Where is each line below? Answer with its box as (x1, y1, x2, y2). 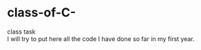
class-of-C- (7, 5, 76, 21)
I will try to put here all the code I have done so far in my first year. (7, 34, 195, 42)
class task (7, 27, 36, 36)
